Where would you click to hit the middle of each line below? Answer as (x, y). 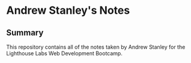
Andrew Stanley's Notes (68, 10)
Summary (25, 33)
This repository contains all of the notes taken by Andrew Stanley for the (96, 47)
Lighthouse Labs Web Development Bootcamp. (65, 53)
